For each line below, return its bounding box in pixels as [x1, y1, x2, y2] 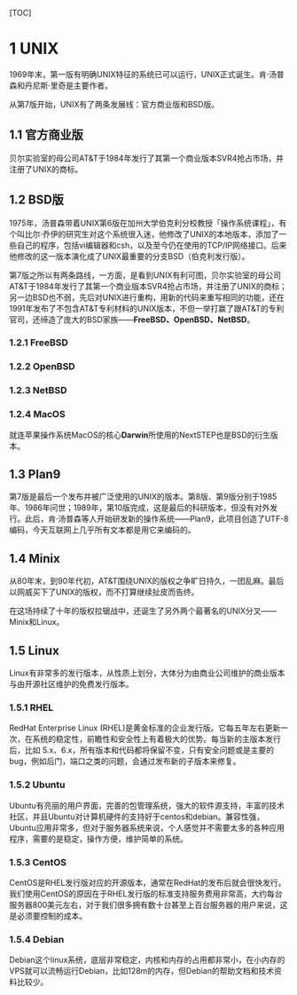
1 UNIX [9, 39, 59, 59]
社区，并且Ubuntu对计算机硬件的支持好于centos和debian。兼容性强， [9, 811, 264, 822]
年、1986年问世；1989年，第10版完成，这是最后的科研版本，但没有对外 [9, 502, 270, 513]
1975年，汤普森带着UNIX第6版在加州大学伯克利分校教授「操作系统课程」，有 [9, 217, 287, 228]
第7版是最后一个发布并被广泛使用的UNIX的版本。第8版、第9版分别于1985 [9, 492, 277, 502]
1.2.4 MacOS [9, 408, 66, 421]
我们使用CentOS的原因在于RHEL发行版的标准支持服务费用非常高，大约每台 [9, 888, 283, 899]
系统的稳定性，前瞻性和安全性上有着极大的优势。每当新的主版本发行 [32, 734, 281, 745]
